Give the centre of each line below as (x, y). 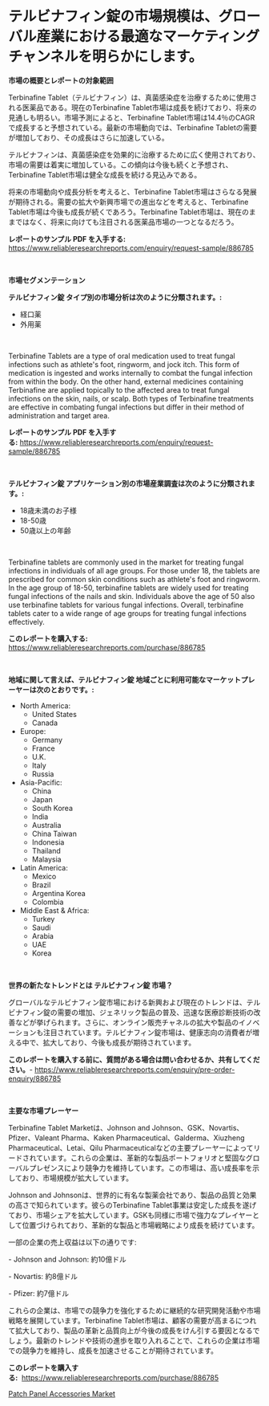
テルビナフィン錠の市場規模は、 (113, 16)
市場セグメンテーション (47, 280)
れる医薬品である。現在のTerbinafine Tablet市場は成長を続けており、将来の (133, 107)
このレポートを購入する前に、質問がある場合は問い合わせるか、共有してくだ (134, 1059)
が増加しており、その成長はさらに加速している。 (89, 137)
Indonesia (48, 842)
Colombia (48, 902)
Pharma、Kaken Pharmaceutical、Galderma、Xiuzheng (153, 1138)
